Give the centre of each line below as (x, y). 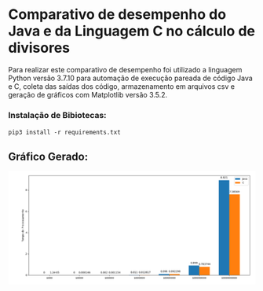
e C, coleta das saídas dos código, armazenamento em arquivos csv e (122, 86)
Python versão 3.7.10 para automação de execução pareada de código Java (130, 78)
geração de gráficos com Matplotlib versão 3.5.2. (88, 94)
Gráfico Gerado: (48, 156)
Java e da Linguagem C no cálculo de (131, 31)
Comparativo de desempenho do (117, 15)
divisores (39, 48)
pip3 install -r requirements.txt (65, 133)
